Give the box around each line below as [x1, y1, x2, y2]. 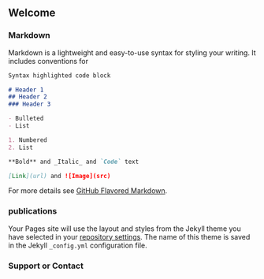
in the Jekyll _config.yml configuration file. [8, 240, 147, 250]
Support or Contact [8, 260, 84, 271]
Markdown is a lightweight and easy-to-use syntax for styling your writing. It [8, 47, 256, 58]
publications [8, 206, 58, 217]
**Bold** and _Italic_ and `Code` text [8, 158, 139, 166]
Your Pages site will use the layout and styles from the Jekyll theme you [8, 224, 242, 233]
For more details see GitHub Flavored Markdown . [8, 186, 168, 195]
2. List [8, 143, 34, 151]
